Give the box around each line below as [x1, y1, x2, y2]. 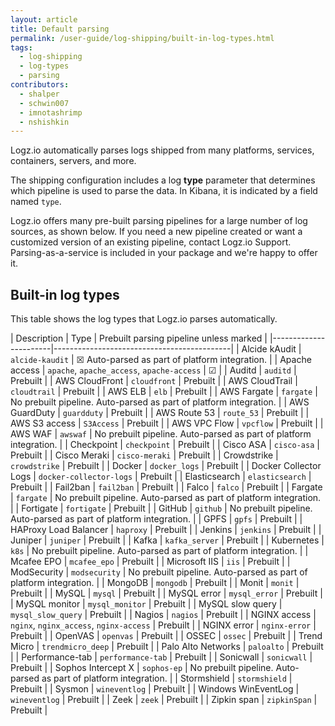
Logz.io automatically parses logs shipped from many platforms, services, [10, 144, 315, 156]
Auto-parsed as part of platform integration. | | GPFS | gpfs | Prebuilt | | [10, 513, 303, 525]
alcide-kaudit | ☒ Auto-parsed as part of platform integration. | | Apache [10, 354, 312, 366]
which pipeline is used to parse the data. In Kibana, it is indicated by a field [10, 185, 318, 197]
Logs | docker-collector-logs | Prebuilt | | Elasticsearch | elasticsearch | [10, 471, 312, 483]
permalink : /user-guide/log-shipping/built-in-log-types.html [10, 33, 275, 43]
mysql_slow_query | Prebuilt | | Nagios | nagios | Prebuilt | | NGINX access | [10, 609, 317, 621]
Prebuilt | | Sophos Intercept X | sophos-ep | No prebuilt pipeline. [10, 662, 274, 674]
